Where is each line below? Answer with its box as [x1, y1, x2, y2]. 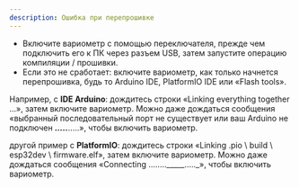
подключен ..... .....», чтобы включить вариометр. [9, 122, 198, 133]
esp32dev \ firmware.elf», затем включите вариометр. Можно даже [9, 149, 268, 160]
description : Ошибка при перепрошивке [9, 13, 154, 22]
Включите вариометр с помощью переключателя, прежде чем [22, 38, 266, 49]
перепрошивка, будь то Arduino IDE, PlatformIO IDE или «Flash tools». [22, 76, 287, 86]
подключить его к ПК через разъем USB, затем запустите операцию [22, 47, 287, 58]
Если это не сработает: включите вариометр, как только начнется [22, 67, 278, 77]
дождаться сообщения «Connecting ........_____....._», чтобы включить [9, 158, 272, 169]
